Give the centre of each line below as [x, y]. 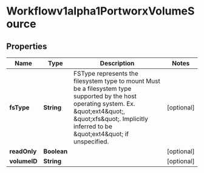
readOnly [23, 151]
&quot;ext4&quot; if [101, 134]
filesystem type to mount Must [117, 81]
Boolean [56, 151]
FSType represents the [106, 73]
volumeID [23, 161]
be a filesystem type [103, 89]
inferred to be [93, 126]
